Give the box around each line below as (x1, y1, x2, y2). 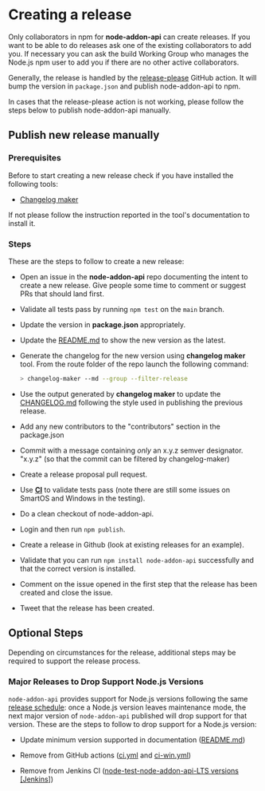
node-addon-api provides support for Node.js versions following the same (8, 694, 248, 703)
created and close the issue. (19, 587, 113, 597)
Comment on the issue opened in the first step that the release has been (19, 579, 257, 588)
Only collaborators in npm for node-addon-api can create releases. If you (8, 32, 251, 42)
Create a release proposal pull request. (19, 469, 148, 479)
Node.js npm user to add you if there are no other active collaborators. (8, 57, 240, 67)
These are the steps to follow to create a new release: (8, 256, 185, 266)
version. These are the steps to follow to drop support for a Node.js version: (8, 719, 257, 729)
